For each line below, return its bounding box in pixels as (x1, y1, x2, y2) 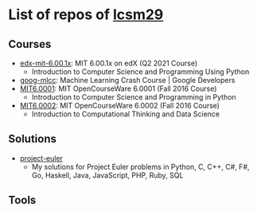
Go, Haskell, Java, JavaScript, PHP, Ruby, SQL (31, 170, 184, 180)
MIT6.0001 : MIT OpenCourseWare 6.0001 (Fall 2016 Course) (19, 84, 217, 93)
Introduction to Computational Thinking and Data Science (31, 109, 220, 119)
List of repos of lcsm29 (8, 6, 164, 24)
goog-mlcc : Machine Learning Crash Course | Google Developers (19, 76, 236, 84)
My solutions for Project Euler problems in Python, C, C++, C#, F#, (31, 162, 250, 171)
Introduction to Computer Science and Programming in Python (31, 92, 236, 101)
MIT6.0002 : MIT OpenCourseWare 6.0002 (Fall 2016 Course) (19, 101, 220, 110)
